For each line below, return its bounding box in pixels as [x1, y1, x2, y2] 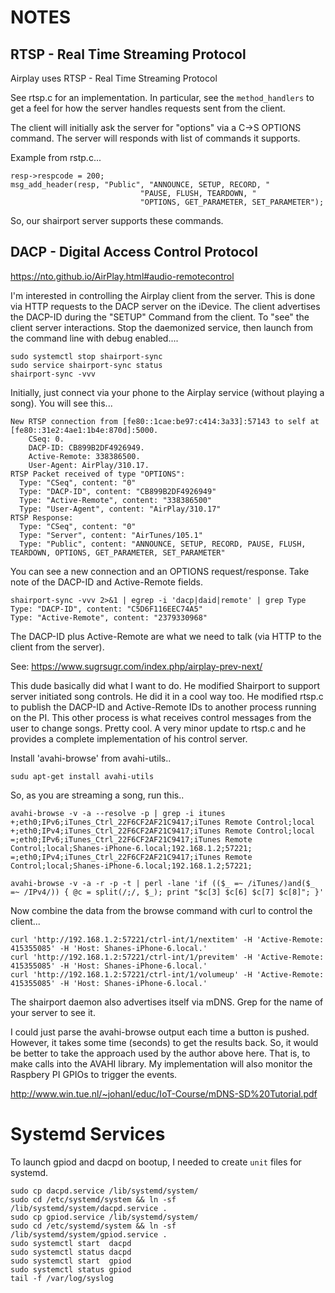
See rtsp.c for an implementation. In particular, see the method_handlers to [10, 92, 315, 103]
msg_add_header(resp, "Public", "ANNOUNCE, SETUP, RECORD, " [10, 180, 271, 190]
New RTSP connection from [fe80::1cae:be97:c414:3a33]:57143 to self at [10, 416, 320, 426]
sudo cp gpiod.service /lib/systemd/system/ [10, 1212, 199, 1222]
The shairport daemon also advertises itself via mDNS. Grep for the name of [10, 996, 324, 1008]
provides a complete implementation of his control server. [10, 732, 248, 745]
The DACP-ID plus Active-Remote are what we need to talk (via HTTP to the [10, 630, 322, 642]
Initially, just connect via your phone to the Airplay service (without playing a [10, 386, 325, 398]
